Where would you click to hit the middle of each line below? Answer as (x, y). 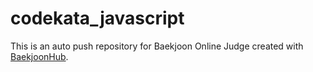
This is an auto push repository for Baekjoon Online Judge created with (157, 46)
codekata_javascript (97, 18)
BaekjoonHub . (39, 56)
